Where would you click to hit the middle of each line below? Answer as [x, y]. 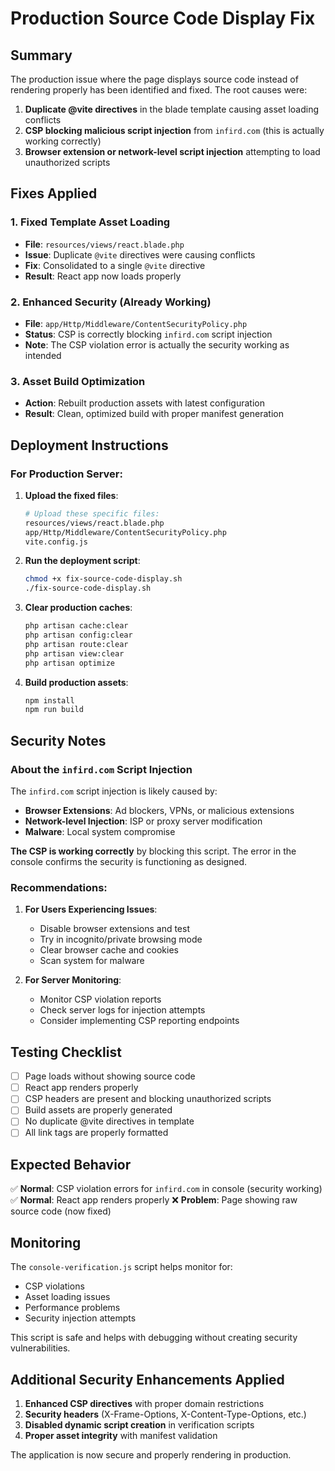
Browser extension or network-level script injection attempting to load [172, 151]
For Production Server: [66, 474]
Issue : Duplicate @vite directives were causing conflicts [140, 254]
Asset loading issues [67, 1297]
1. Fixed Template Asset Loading [90, 222]
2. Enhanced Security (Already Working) [111, 302]
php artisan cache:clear [76, 626]
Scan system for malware [92, 961]
